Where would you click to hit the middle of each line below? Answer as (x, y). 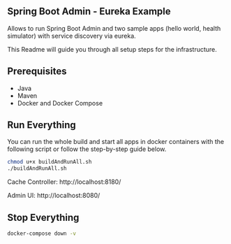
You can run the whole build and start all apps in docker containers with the (116, 142)
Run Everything (42, 125)
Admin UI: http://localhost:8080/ (54, 196)
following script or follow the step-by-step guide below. (87, 149)
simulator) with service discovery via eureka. (72, 36)
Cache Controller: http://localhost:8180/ (64, 182)
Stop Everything (43, 217)
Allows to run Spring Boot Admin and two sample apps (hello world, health (114, 28)
